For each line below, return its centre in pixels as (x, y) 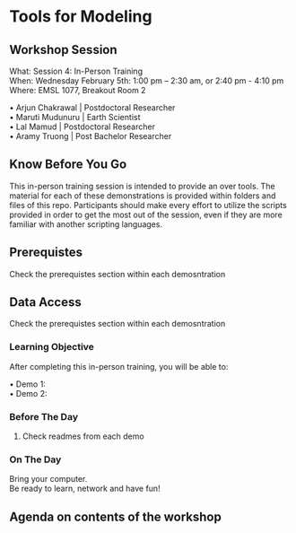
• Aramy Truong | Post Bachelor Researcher (91, 136)
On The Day (35, 459)
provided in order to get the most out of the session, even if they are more (146, 214)
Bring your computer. (48, 479)
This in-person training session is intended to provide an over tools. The (142, 186)
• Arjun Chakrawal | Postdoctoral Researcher (92, 108)
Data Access (46, 302)
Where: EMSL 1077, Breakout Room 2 (78, 90)
